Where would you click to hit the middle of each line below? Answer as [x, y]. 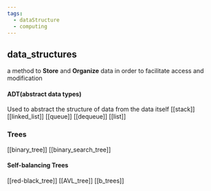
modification [25, 78]
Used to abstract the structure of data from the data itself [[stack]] [101, 109]
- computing [31, 26]
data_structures [42, 54]
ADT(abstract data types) [44, 94]
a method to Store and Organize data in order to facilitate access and [105, 71]
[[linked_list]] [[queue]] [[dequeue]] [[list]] [67, 117]
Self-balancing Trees [38, 165]
